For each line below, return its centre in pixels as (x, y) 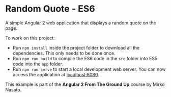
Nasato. (13, 89)
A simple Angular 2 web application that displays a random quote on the (81, 23)
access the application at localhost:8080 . (56, 74)
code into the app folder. (38, 64)
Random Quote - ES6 (50, 9)
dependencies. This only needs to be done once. (64, 53)
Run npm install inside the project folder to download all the (76, 47)
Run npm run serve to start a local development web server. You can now (89, 69)
